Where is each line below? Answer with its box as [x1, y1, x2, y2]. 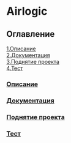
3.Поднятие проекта [6, 58, 60, 65]
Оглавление [6, 29, 55, 39]
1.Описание [6, 45, 36, 52]
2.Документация [6, 52, 50, 59]
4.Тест [6, 64, 23, 72]
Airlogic [6, 4, 48, 18]
